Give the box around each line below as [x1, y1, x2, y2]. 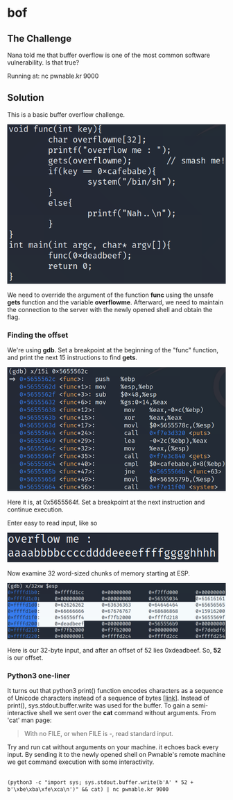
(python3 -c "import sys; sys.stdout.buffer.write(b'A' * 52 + [7, 779, 194, 786]
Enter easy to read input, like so [7, 519, 98, 527]
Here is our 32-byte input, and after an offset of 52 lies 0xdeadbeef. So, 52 [7, 646, 222, 654]
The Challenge [7, 33, 72, 44]
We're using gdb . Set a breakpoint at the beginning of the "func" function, [7, 345, 218, 354]
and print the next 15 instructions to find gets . [7, 353, 137, 361]
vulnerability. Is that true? [7, 58, 80, 67]
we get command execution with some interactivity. [7, 758, 155, 766]
